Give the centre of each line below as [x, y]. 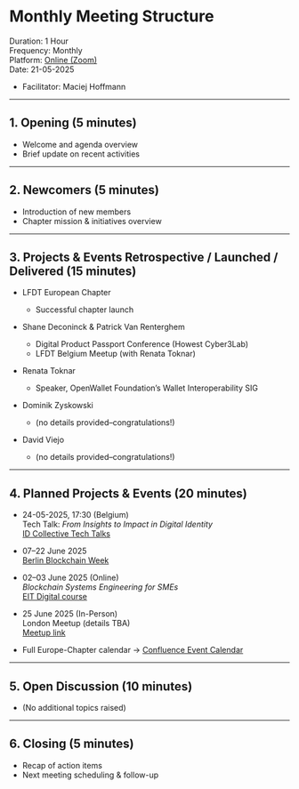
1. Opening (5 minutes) [73, 123]
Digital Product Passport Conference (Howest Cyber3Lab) [142, 344]
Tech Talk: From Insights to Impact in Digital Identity [117, 524]
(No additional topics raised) [74, 708]
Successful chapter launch [85, 310]
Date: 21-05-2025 [42, 69]
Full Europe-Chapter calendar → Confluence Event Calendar [133, 650]
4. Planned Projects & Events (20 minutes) [128, 493]
